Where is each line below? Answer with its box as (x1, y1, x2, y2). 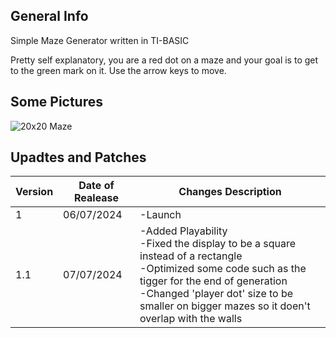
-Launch (139, 208, 182, 222)
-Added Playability (139, 224, 228, 238)
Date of (78, 179, 115, 193)
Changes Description (178, 185, 282, 199)
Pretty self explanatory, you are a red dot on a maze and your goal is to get (10, 54, 319, 66)
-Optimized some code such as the (139, 262, 307, 276)
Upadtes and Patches (10, 149, 147, 166)
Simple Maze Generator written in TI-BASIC (10, 34, 190, 46)
